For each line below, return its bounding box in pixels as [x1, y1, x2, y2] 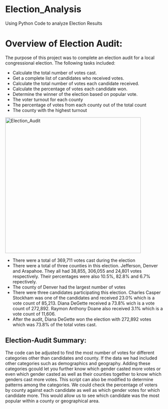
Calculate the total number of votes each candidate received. [12, 80, 139, 86]
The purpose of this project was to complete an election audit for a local [5, 54, 155, 61]
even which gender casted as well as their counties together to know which [5, 371, 162, 377]
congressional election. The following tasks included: [5, 60, 116, 66]
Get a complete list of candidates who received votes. [12, 75, 124, 81]
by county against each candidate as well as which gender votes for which [5, 387, 160, 393]
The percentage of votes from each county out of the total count [12, 102, 147, 108]
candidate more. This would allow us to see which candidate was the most [5, 392, 159, 398]
